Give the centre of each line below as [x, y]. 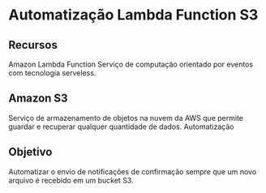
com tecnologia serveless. [52, 73]
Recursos [33, 45]
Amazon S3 [38, 99]
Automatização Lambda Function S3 [133, 15]
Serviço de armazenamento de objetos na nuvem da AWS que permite [126, 118]
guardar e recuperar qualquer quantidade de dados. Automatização [121, 127]
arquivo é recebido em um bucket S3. [71, 180]
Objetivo [30, 152]
